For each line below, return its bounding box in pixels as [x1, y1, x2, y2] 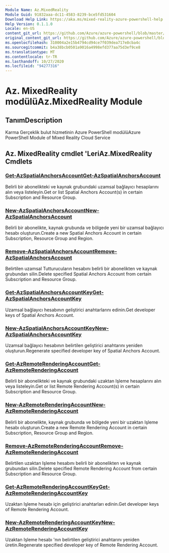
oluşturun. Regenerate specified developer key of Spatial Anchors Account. [5, 348, 160, 354]
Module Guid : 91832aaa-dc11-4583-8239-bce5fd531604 [5, 12, 116, 17]
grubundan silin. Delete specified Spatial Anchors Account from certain [5, 271, 152, 277]
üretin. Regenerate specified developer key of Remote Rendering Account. [5, 542, 158, 548]
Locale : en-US [5, 26, 35, 31]
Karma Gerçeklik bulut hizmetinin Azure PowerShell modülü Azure [5, 129, 141, 135]
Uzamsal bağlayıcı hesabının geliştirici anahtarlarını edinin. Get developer [5, 307, 155, 313]
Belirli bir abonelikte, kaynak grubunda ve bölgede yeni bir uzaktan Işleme [5, 419, 158, 425]
